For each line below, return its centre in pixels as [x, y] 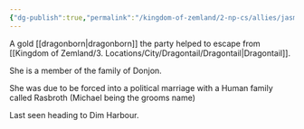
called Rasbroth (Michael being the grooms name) [103, 97]
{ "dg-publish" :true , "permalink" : [72, 18]
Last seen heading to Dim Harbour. [74, 115]
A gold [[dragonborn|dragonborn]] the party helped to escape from [135, 43]
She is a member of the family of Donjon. [86, 70]
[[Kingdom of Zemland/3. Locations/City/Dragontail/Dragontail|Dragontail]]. [150, 53]
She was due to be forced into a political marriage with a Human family [141, 88]
